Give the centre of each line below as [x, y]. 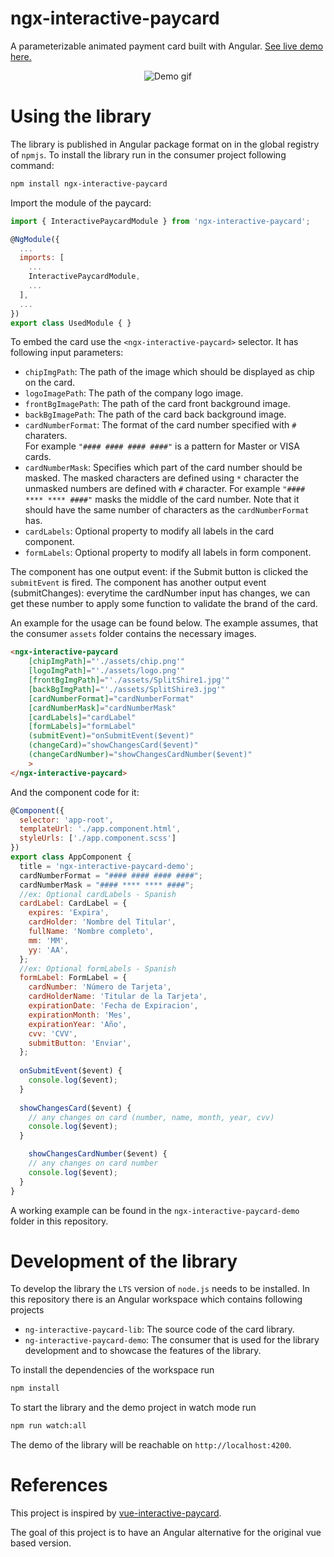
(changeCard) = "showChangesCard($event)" [113, 745]
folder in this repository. [59, 1221]
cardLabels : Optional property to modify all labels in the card [149, 531]
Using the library [81, 116]
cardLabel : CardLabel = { [73, 903]
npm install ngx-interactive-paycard [89, 183]
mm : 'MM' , [49, 940]
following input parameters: [67, 353]
